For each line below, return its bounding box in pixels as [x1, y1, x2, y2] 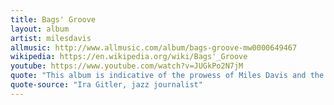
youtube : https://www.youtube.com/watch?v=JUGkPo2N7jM [10, 61, 244, 71]
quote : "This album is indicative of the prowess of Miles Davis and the [10, 71, 325, 81]
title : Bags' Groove [10, 14, 97, 25]
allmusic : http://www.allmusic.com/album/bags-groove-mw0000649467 [10, 42, 298, 53]
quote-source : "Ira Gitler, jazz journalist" [10, 80, 203, 90]
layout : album [10, 24, 70, 34]
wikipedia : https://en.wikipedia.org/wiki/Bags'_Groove [10, 52, 248, 62]
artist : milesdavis [10, 33, 92, 43]
